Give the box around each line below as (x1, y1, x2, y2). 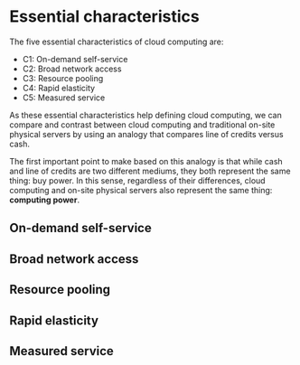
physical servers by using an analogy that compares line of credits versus (9, 128, 284, 139)
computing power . (9, 194, 80, 205)
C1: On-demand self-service (22, 53, 128, 64)
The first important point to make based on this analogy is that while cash (9, 155, 283, 166)
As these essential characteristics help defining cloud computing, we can (9, 109, 282, 120)
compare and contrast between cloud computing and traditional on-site (9, 119, 276, 130)
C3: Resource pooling (22, 72, 104, 83)
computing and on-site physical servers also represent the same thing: (9, 184, 273, 195)
